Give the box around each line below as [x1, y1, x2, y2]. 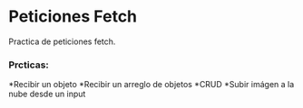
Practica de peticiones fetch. [8, 36, 116, 47]
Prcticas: [8, 58, 49, 71]
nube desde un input [8, 88, 86, 100]
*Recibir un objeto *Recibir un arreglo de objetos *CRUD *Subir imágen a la [8, 79, 295, 90]
